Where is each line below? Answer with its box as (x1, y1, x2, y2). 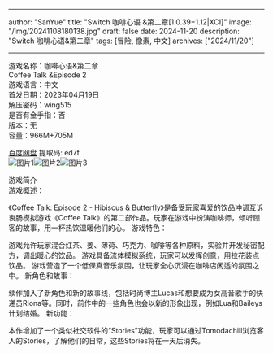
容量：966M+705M (8, 131, 74, 140)
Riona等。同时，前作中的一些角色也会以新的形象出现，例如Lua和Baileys (22, 299, 262, 307)
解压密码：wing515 (8, 100, 72, 110)
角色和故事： (31, 271, 75, 281)
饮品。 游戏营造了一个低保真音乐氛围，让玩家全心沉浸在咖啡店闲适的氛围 (8, 261, 253, 270)
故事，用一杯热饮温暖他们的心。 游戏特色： (22, 223, 167, 233)
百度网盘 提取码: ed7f (8, 148, 80, 157)
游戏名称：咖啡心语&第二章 (8, 61, 99, 70)
